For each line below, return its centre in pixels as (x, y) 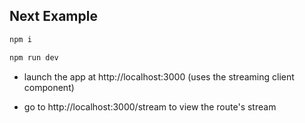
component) (49, 87)
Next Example (53, 16)
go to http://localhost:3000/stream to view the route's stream (150, 106)
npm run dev (34, 57)
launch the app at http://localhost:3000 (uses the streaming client (159, 76)
